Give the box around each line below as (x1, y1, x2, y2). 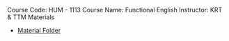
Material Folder (17, 27, 61, 34)
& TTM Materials (7, 13, 55, 21)
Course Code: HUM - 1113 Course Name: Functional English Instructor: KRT (7, 6, 223, 14)
